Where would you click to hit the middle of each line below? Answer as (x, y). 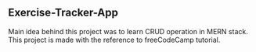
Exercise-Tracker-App (63, 13)
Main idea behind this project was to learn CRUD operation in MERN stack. (128, 31)
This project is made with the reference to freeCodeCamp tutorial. (114, 40)
